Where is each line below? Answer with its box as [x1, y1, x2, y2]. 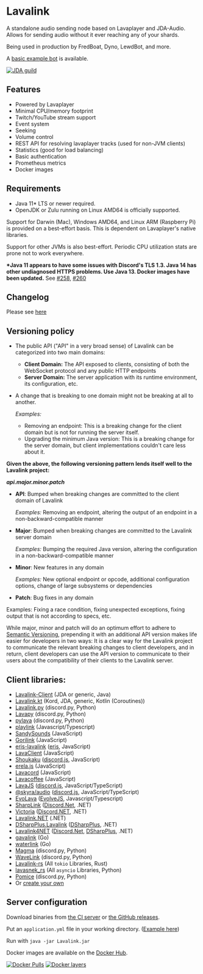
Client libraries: [6, 675, 66, 685]
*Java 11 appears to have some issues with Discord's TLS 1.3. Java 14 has [6, 261, 197, 269]
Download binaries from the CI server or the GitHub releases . [6, 913, 160, 921]
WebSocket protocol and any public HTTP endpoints [24, 367, 157, 375]
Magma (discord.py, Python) [15, 847, 87, 854]
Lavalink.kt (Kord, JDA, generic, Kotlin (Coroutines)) [15, 697, 145, 705]
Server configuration [6, 897, 88, 907]
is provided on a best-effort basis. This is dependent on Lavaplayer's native [6, 225, 196, 232]
